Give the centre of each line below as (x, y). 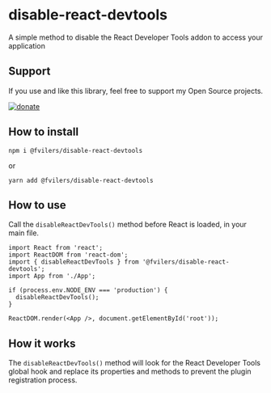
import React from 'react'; (56, 248)
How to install (44, 132)
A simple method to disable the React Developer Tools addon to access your (135, 37)
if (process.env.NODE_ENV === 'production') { (88, 290)
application (27, 45)
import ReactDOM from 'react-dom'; (68, 255)
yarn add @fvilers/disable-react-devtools (81, 180)
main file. (23, 233)
